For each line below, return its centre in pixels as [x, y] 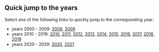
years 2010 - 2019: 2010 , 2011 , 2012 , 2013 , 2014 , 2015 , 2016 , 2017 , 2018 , [83, 34]
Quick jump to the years [41, 8]
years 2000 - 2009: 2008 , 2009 [43, 29]
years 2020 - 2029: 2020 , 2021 [43, 44]
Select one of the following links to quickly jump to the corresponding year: [79, 19]
